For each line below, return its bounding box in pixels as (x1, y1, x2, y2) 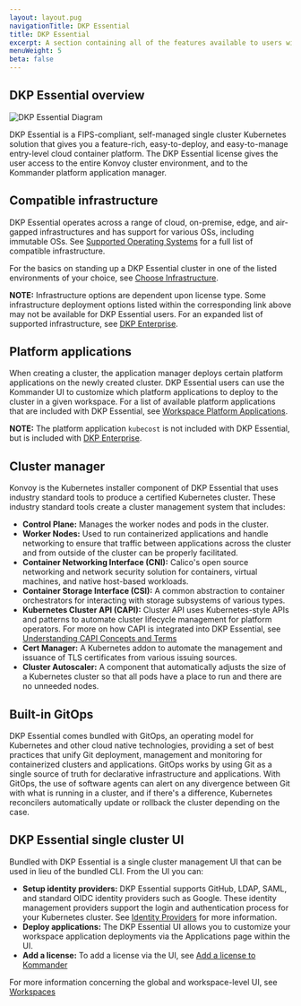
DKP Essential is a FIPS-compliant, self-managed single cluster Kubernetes (9, 129, 287, 140)
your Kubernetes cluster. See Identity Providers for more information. (21, 911, 278, 923)
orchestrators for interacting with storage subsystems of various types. (21, 595, 286, 606)
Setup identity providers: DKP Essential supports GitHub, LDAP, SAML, (21, 883, 288, 894)
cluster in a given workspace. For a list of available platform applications (9, 396, 276, 408)
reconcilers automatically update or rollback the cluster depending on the (9, 797, 280, 808)
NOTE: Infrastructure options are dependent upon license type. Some (9, 289, 266, 300)
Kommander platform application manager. (9, 167, 168, 177)
